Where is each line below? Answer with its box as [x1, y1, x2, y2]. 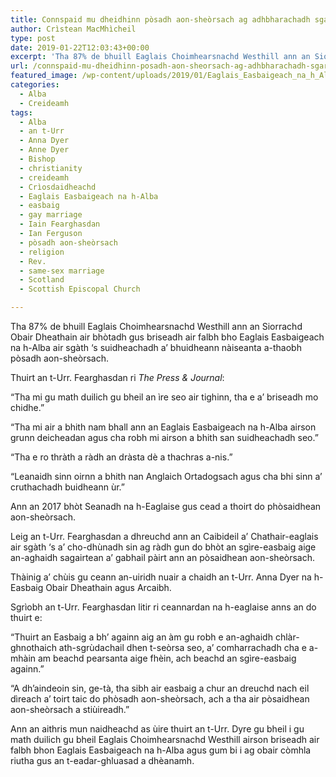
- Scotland [19, 275, 65, 285]
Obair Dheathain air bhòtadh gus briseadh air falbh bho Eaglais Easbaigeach [10, 331, 325, 343]
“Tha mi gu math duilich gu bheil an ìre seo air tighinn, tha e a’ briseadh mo [10, 391, 319, 403]
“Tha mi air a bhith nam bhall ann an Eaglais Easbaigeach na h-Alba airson [10, 421, 317, 433]
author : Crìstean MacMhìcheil [10, 24, 137, 34]
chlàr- [274, 631, 300, 643]
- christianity [19, 163, 83, 173]
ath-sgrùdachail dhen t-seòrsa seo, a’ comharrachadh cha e [58, 642, 307, 653]
